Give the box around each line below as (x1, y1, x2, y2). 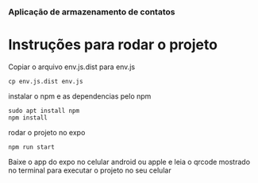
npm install (8, 114, 48, 122)
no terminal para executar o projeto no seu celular (8, 165, 172, 175)
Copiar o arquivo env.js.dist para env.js (8, 62, 136, 72)
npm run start (8, 142, 56, 151)
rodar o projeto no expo (8, 127, 86, 137)
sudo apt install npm (8, 107, 80, 115)
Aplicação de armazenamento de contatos (8, 6, 175, 18)
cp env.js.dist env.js (8, 77, 83, 85)
